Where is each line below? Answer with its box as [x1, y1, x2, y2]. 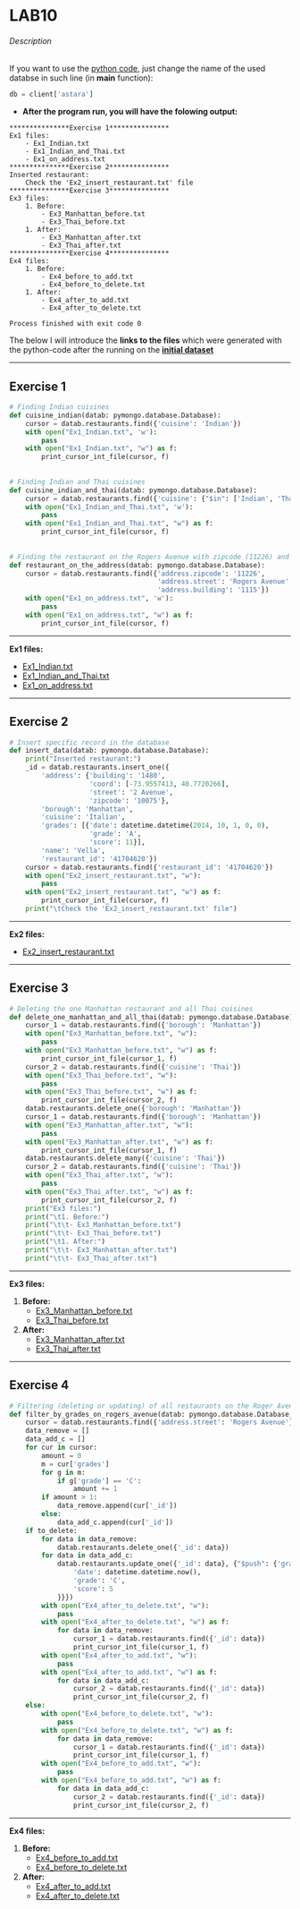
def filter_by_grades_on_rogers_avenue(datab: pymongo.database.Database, [9, 1410, 294, 1419]
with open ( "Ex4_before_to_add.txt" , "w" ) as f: [41, 1776, 221, 1785]
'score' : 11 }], [88, 838, 146, 847]
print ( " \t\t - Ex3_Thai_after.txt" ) [25, 1254, 158, 1263]
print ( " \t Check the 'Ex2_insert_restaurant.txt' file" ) [25, 905, 238, 914]
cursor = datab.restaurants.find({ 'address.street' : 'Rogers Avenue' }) [25, 1418, 297, 1427]
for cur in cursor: [25, 1443, 98, 1453]
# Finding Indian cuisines [9, 403, 110, 412]
